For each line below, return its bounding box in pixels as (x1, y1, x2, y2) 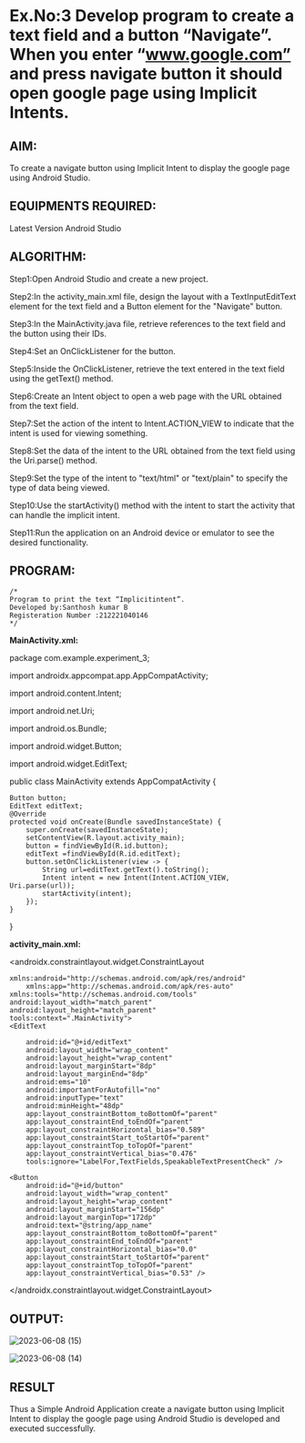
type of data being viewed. (9, 482, 110, 493)
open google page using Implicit (9, 83, 258, 104)
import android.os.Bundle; (9, 723, 107, 734)
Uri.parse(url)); (9, 881, 76, 890)
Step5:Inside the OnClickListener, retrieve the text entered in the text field (9, 363, 285, 374)
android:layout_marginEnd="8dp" (25, 1070, 148, 1079)
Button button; (9, 794, 67, 803)
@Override (9, 809, 47, 819)
